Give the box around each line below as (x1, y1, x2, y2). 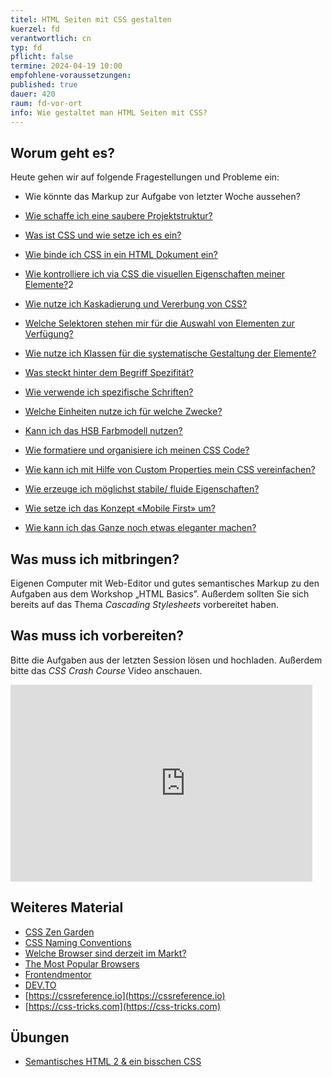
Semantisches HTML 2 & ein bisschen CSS (24, 1056, 202, 1068)
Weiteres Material (10, 899, 124, 916)
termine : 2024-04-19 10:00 (10, 61, 123, 71)
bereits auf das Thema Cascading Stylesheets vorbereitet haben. (10, 599, 280, 610)
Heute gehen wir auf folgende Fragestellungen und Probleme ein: (10, 171, 280, 183)
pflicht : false (10, 52, 74, 62)
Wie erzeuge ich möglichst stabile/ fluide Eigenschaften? (24, 483, 260, 495)
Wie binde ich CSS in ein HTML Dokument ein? (24, 249, 218, 261)
